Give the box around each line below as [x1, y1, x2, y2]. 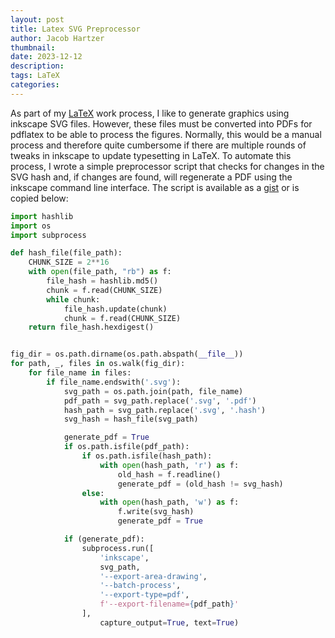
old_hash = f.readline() [117, 469, 222, 480]
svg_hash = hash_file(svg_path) [63, 414, 199, 425]
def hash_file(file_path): [10, 248, 123, 258]
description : [10, 61, 65, 71]
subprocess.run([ [81, 543, 155, 553]
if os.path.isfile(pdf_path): [63, 442, 190, 452]
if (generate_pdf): [63, 534, 145, 544]
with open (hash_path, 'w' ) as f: [99, 497, 240, 508]
